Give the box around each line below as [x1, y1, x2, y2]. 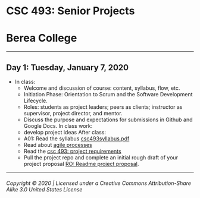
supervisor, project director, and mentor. [23, 109, 123, 117]
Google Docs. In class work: [23, 122, 93, 129]
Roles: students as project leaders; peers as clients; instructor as [23, 103, 183, 111]
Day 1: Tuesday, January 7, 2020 [6, 62, 129, 73]
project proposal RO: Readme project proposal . [23, 160, 139, 167]
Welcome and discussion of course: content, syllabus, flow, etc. [23, 84, 180, 92]
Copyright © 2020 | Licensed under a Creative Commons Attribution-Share [6, 180, 192, 187]
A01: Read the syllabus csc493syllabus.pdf [23, 135, 130, 142]
